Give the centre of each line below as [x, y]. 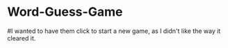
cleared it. [22, 38]
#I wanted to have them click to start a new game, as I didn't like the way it [114, 31]
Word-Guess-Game [65, 12]
